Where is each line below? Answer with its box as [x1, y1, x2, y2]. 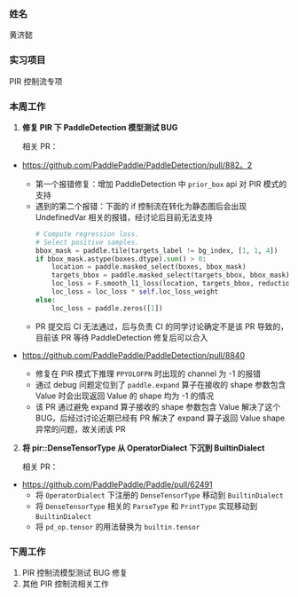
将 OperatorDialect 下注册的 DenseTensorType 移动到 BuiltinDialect [35, 490, 284, 500]
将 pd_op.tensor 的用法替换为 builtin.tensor [35, 521, 200, 531]
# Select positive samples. [35, 238, 139, 247]
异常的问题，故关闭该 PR [35, 423, 126, 434]
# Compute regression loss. [35, 229, 139, 239]
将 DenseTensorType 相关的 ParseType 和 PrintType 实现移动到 [35, 500, 258, 511]
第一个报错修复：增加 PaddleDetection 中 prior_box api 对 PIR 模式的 [35, 178, 287, 189]
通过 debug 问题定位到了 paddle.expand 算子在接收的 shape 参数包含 [35, 379, 286, 389]
